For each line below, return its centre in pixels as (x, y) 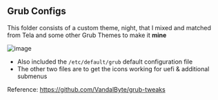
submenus (32, 76)
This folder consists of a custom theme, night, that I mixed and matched (109, 27)
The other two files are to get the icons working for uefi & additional (113, 68)
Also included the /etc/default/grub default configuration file (105, 62)
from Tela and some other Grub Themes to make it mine (87, 35)
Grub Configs (37, 11)
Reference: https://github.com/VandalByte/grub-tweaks (86, 89)
